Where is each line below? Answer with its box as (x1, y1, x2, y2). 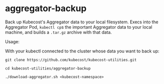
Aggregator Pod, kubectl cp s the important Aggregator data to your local (5, 24, 153, 30)
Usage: (5, 38, 20, 44)
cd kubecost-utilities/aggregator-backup (5, 66, 91, 71)
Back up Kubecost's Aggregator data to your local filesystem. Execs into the (5, 19, 159, 25)
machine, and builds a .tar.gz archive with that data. (5, 29, 112, 35)
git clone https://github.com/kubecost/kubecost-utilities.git (5, 57, 137, 62)
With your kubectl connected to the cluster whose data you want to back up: (5, 48, 160, 54)
